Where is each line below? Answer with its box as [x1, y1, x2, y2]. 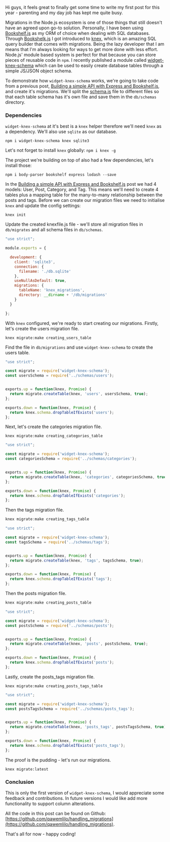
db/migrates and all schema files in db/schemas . [5, 227, 103, 233]
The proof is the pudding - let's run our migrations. [5, 756, 111, 763]
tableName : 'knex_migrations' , [18, 288, 85, 293]
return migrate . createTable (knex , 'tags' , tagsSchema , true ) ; [10, 558, 144, 563]
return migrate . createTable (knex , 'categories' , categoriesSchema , [10, 474, 155, 480]
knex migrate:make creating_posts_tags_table [5, 683, 103, 689]
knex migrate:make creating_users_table [5, 335, 92, 341]
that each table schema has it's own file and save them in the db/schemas [5, 94, 157, 100]
